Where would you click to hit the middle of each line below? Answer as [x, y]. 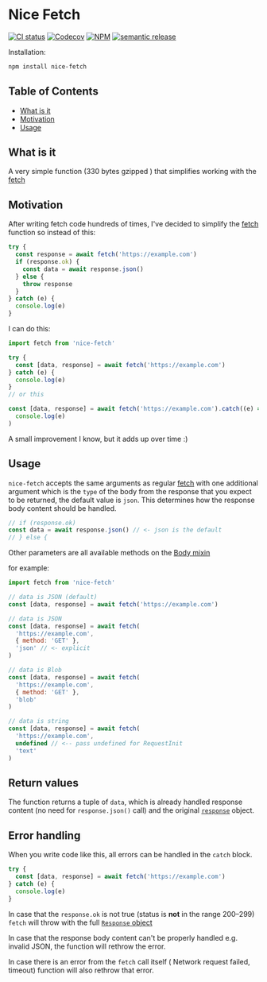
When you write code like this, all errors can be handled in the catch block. [130, 855]
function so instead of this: [52, 233]
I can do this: [29, 329]
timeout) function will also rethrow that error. [81, 970]
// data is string [39, 721]
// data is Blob [35, 670]
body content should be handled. [62, 508]
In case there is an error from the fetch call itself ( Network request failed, [129, 961]
